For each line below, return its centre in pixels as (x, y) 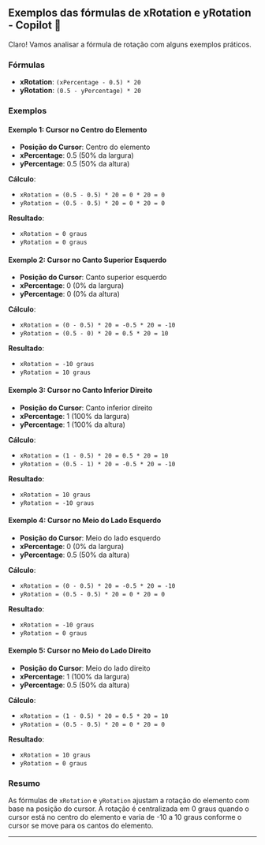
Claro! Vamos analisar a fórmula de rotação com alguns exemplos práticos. (130, 44)
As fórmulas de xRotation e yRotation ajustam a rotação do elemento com (129, 801)
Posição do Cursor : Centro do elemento (85, 147)
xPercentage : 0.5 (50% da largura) (77, 155)
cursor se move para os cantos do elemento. (81, 826)
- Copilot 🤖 (35, 26)
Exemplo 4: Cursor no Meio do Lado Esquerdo (85, 521)
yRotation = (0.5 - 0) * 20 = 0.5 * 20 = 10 (94, 334)
